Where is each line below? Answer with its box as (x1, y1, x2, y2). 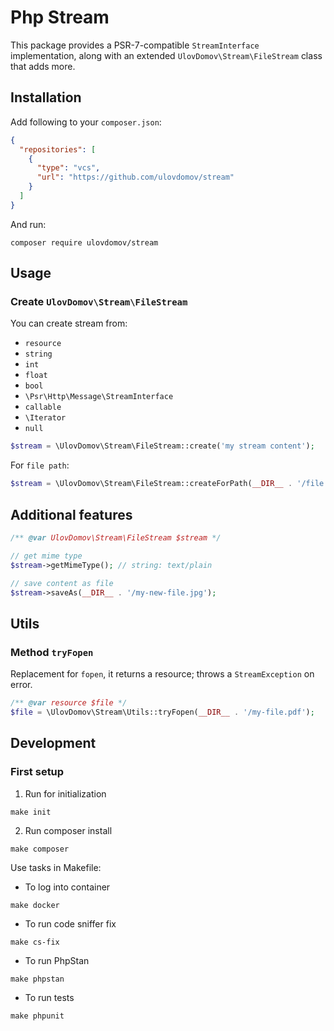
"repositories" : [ (19, 144, 97, 155)
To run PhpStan (24, 954, 90, 966)
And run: (10, 218, 47, 230)
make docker (10, 900, 60, 910)
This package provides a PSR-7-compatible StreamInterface (10, 39, 260, 51)
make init (10, 807, 52, 817)
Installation (10, 89, 82, 106)
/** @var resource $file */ (10, 698, 128, 708)
